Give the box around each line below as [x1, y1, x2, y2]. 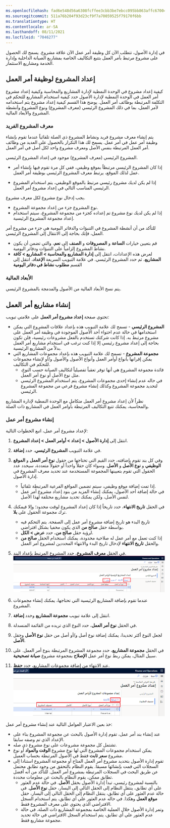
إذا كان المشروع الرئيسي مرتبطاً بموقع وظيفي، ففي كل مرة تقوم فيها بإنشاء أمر [13, 164, 163, 171]
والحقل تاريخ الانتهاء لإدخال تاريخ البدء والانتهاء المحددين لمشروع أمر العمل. [20, 540, 159, 546]
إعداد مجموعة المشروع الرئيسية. [13, 215, 75, 221]
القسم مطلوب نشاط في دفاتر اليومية [13, 262, 82, 268]
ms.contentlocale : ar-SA [6, 24, 58, 29]
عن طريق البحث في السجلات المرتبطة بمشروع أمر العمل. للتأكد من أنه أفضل [13, 768, 158, 774]
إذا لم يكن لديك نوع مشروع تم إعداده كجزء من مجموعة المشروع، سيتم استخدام [13, 210, 162, 216]
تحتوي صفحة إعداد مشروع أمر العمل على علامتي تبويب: [6, 314, 109, 320]
